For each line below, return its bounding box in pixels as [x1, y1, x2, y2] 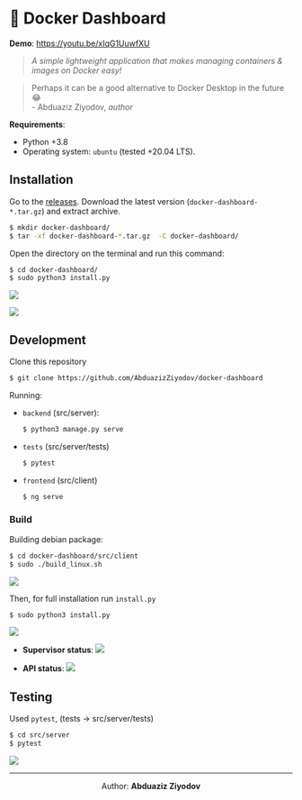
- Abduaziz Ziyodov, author [31, 101, 133, 112]
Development [9, 332, 87, 348]
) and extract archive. [41, 205, 121, 216]
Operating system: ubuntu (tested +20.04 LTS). [22, 146, 196, 157]
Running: [9, 389, 43, 400]
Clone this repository [9, 356, 87, 368]
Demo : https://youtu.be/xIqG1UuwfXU [9, 38, 150, 49]
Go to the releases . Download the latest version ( [9, 195, 191, 206]
